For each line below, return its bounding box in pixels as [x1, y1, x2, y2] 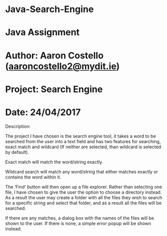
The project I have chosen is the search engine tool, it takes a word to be [5, 133, 156, 139]
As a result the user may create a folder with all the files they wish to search [5, 194, 162, 200]
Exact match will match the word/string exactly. [5, 159, 104, 165]
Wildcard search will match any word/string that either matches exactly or [5, 168, 158, 174]
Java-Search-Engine [5, 4, 94, 15]
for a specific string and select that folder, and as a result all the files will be [5, 200, 162, 206]
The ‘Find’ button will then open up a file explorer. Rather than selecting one [5, 184, 162, 190]
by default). [5, 149, 29, 155]
